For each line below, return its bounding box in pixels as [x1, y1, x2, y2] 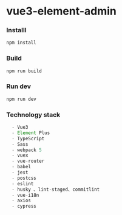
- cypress [12, 203, 36, 210]
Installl [6, 26, 27, 35]
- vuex [12, 152, 29, 159]
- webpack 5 [12, 147, 42, 153]
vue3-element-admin [6, 4, 117, 18]
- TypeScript [12, 135, 45, 142]
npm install [6, 39, 36, 46]
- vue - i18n [12, 192, 39, 198]
